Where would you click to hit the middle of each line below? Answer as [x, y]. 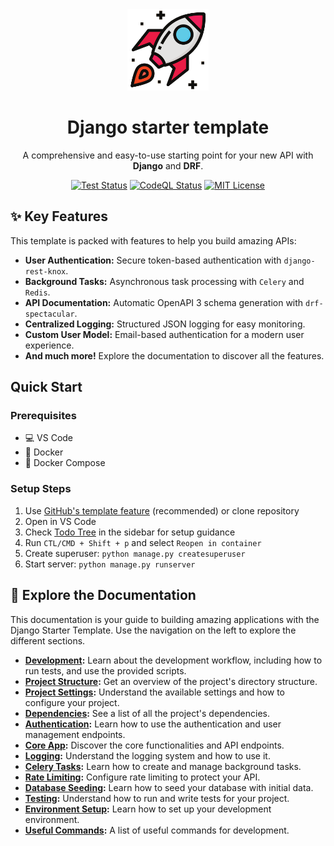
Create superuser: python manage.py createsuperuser [135, 553]
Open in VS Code [60, 521]
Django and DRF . [168, 165]
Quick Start [46, 387]
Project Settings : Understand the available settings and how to [154, 692]
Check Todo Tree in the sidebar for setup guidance [130, 532]
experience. [49, 345]
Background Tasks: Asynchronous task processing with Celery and [164, 281]
